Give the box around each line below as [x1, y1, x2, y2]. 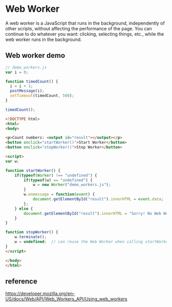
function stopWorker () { [5, 230, 58, 235]
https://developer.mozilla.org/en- [5, 291, 75, 297]
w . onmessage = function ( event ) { [24, 192, 95, 197]
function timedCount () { [5, 79, 58, 84]
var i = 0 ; [5, 70, 29, 75]
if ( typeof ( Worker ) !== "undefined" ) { [14, 173, 97, 178]
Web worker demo [5, 51, 66, 60]
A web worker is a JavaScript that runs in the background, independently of [5, 20, 165, 26]
